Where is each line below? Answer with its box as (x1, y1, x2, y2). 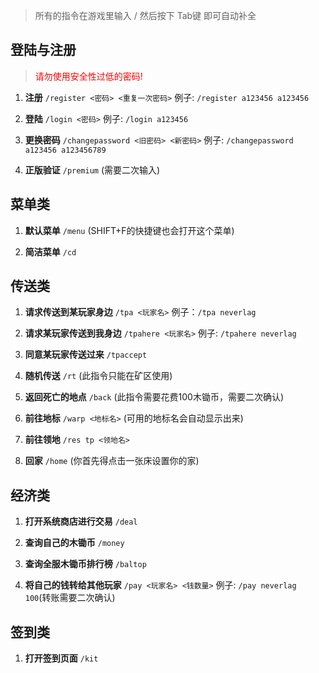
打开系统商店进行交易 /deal (24, 515, 138, 528)
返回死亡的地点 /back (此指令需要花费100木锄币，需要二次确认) (24, 391, 285, 403)
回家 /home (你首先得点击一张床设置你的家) (24, 455, 200, 467)
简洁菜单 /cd (24, 245, 77, 258)
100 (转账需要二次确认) (24, 592, 116, 604)
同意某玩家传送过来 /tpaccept (24, 349, 148, 361)
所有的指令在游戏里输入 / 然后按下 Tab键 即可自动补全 (34, 10, 257, 21)
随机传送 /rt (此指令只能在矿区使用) (24, 370, 173, 382)
